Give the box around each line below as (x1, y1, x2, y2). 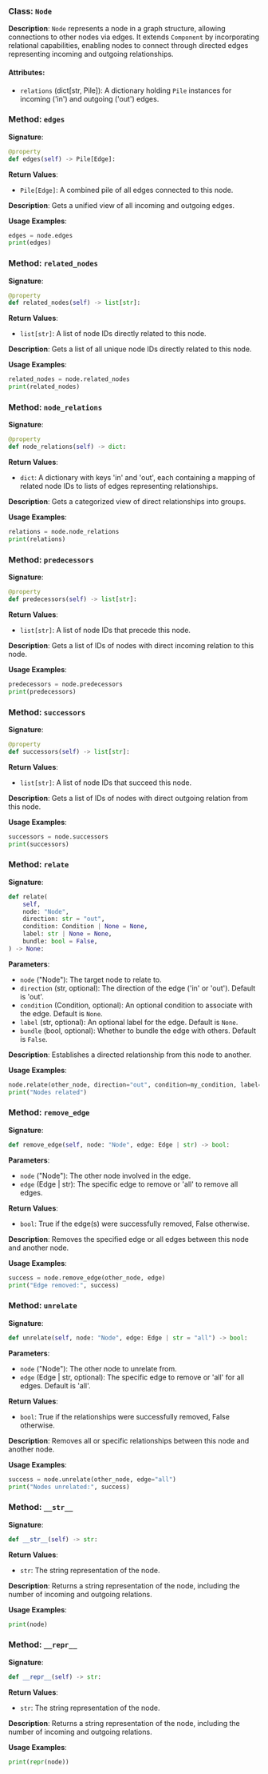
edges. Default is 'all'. (19, 1380, 91, 1390)
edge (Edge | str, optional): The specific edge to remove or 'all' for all (19, 1372, 245, 1382)
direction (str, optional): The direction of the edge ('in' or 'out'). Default (19, 983, 256, 993)
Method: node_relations (8, 402, 103, 413)
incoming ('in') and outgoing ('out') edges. (19, 94, 160, 103)
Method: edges (8, 114, 65, 125)
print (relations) (8, 535, 66, 543)
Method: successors (8, 707, 86, 718)
